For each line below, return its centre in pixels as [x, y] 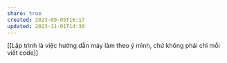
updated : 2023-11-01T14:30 [46, 26]
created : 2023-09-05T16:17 [46, 20]
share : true [24, 13]
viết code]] [23, 53]
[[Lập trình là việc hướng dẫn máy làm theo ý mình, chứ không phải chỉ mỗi [113, 46]
